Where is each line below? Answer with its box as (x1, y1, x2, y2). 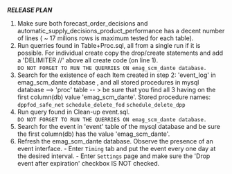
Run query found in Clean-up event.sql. (17, 107, 130, 116)
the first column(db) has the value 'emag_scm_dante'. (17, 130, 170, 138)
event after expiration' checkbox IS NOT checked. (17, 159, 160, 167)
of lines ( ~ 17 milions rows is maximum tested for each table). (17, 34, 194, 42)
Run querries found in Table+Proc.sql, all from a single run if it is (17, 42, 201, 49)
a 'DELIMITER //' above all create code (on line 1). (17, 56, 159, 64)
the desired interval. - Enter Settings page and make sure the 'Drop (17, 152, 211, 160)
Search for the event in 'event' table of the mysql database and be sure (17, 123, 220, 130)
